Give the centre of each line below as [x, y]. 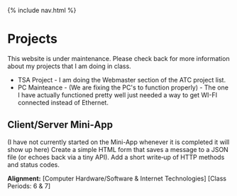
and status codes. [34, 164]
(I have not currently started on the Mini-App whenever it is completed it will [118, 142]
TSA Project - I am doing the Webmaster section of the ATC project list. [121, 80]
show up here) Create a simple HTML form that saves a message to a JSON [118, 149]
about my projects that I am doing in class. [69, 66]
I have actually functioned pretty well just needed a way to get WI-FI [117, 94]
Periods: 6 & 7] [29, 186]
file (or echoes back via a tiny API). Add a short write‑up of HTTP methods [116, 157]
